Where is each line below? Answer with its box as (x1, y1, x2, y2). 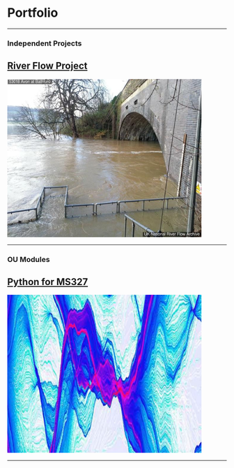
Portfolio (7, 5, 58, 21)
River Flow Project (7, 60, 88, 72)
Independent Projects (7, 38, 82, 48)
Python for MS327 (7, 276, 88, 288)
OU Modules (7, 254, 50, 264)
